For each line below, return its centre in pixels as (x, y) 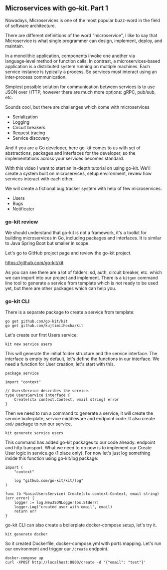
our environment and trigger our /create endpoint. (57, 549)
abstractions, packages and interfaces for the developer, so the (70, 153)
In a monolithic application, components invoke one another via (70, 56)
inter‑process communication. (36, 77)
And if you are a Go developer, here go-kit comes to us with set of (73, 148)
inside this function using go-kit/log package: (52, 458)
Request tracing (29, 133)
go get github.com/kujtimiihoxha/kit (44, 326)
